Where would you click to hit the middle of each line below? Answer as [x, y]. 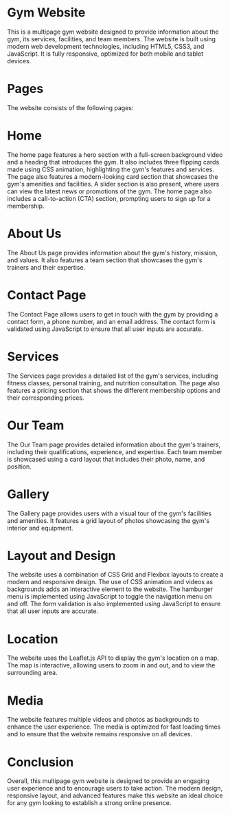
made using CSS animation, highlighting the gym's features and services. [111, 169]
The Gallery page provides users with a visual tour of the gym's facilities [109, 513]
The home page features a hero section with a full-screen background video [115, 154]
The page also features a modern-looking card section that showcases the [113, 176]
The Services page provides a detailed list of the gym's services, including [113, 376]
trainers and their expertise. [46, 267]
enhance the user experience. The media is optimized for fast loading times [114, 727]
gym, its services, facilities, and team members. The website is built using [112, 39]
